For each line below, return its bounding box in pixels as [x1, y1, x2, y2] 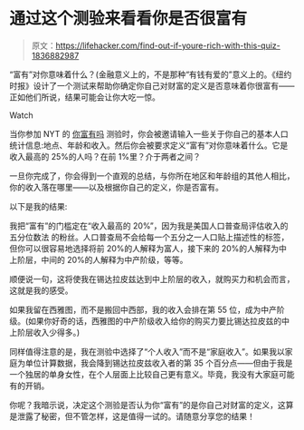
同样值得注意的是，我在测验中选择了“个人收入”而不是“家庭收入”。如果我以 [9, 346, 285, 357]
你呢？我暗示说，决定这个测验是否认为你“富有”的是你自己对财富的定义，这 [9, 399, 287, 410]
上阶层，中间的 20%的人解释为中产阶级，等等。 [9, 254, 188, 265]
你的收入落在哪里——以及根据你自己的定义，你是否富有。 [9, 181, 223, 192]
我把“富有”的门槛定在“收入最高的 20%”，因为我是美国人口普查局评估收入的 [9, 220, 289, 231]
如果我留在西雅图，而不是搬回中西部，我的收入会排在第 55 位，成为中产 [9, 304, 278, 315]
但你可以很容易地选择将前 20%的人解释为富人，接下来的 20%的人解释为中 [9, 242, 288, 254]
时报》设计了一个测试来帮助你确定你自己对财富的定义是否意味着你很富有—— [9, 80, 295, 91]
